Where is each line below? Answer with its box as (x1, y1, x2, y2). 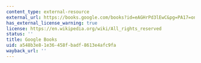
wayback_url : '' (6, 48, 47, 54)
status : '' (6, 31, 33, 37)
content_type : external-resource (6, 8, 90, 15)
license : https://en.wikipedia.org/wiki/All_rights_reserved (6, 25, 162, 32)
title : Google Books (6, 37, 58, 43)
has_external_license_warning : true (6, 20, 98, 26)
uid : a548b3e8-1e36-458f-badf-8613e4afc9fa (6, 43, 117, 49)
